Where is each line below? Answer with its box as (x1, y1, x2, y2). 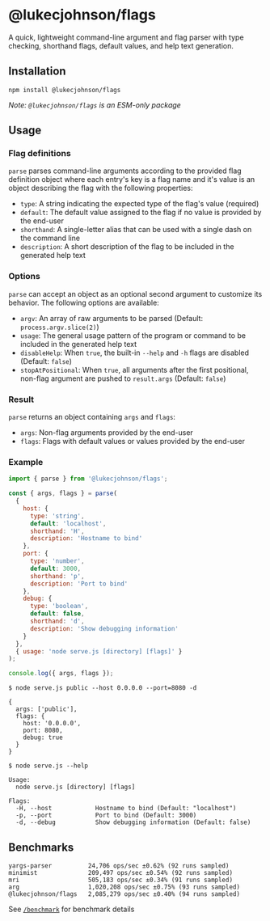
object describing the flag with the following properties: (8, 184, 193, 193)
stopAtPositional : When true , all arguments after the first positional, (19, 365, 249, 374)
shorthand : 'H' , (29, 527, 85, 535)
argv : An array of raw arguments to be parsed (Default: (19, 313, 204, 323)
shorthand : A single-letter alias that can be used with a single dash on (19, 225, 252, 234)
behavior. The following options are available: (8, 298, 159, 307)
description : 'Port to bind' (29, 580, 129, 588)
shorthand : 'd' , (29, 617, 85, 626)
